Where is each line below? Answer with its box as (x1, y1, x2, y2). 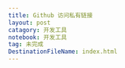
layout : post (8, 19, 51, 27)
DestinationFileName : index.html (8, 48, 118, 55)
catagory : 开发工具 (8, 26, 68, 34)
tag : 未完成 (8, 41, 44, 48)
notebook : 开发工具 (8, 33, 68, 41)
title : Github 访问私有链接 (8, 11, 93, 20)
